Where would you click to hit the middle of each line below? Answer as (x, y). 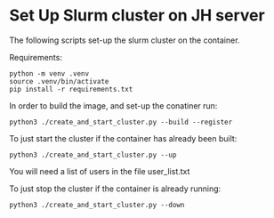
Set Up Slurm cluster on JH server (137, 16)
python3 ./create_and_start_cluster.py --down (97, 205)
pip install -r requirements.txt (71, 89)
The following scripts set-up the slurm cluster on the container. (125, 40)
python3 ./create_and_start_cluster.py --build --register (121, 122)
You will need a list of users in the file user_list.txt (100, 171)
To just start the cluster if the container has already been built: (123, 138)
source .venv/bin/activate (59, 81)
